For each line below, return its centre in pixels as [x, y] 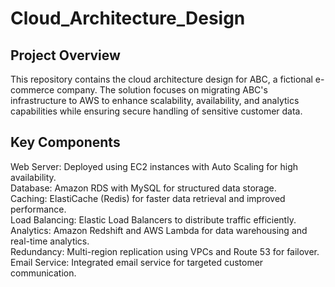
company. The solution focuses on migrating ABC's [162, 90]
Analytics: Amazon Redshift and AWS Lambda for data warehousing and [159, 230]
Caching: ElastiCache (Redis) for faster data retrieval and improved [148, 198]
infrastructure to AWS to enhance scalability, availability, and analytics [155, 100]
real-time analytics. [50, 241]
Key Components [65, 142]
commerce [32, 90]
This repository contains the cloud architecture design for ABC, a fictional [161, 79]
